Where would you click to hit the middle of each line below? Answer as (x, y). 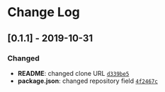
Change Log (44, 12)
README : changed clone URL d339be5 (73, 73)
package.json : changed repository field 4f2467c (87, 81)
